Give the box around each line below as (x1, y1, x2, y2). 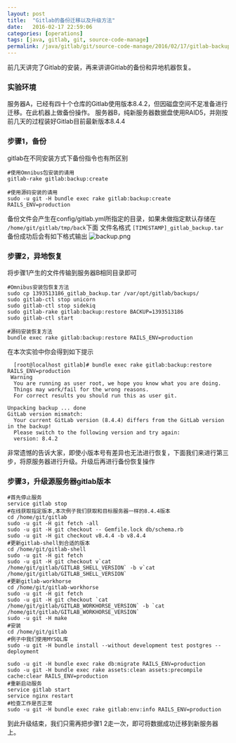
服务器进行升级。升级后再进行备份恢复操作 (31, 457, 155, 466)
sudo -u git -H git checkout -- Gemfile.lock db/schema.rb (7, 526, 184, 534)
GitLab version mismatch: (7, 410, 83, 418)
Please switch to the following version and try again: (13, 429, 181, 436)
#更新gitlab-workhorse (7, 578, 72, 585)
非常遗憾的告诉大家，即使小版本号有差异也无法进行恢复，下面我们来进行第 (7, 448, 223, 456)
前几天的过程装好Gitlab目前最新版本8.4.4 (7, 117, 126, 126)
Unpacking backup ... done (7, 405, 86, 412)
